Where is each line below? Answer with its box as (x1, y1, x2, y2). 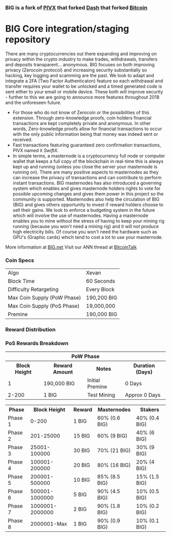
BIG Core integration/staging (5, 23, 129, 35)
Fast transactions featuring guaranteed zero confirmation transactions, (12, 142, 161, 148)
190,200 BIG (85, 294, 118, 301)
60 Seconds (85, 278, 116, 285)
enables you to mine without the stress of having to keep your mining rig (12, 217, 164, 224)
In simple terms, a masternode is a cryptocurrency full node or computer (12, 153, 165, 159)
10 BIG (73, 476, 90, 483)
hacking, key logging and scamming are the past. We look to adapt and (5, 72, 154, 78)
